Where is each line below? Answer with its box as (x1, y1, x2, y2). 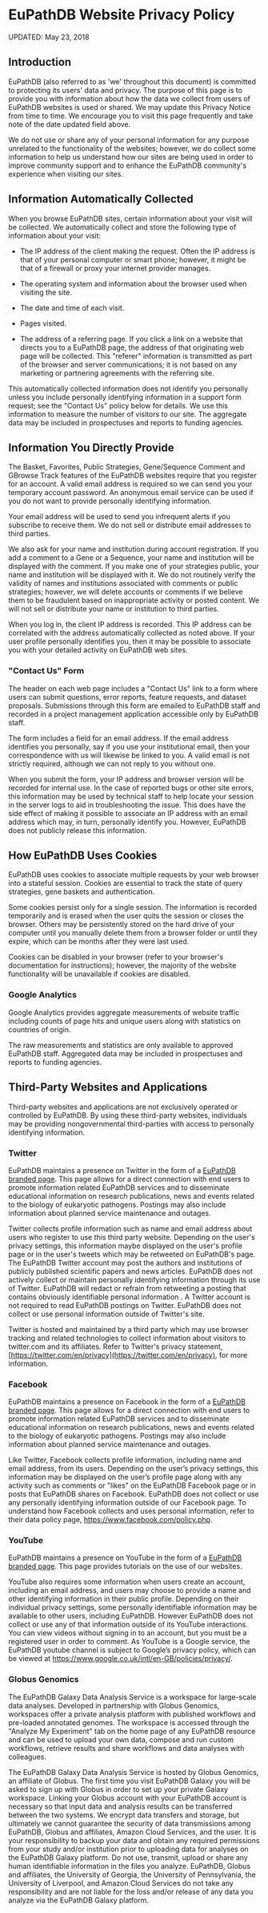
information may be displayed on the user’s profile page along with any (8, 1472, 242, 1482)
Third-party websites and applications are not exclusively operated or (8, 1102, 238, 1111)
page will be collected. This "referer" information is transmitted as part (19, 351, 253, 360)
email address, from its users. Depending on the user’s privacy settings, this (8, 1464, 258, 1473)
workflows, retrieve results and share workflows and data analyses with (8, 1743, 245, 1753)
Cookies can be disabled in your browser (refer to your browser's (8, 952, 224, 962)
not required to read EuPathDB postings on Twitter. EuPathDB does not (8, 1300, 242, 1310)
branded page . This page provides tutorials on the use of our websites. (8, 1562, 242, 1571)
